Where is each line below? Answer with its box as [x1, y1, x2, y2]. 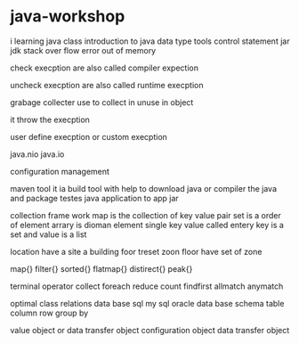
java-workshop [10, 6, 125, 27]
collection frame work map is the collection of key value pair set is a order [10, 209, 281, 220]
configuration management [10, 166, 110, 176]
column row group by [10, 307, 89, 318]
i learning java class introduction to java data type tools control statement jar [10, 36, 290, 46]
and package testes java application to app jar [10, 192, 179, 203]
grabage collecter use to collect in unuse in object [10, 96, 194, 108]
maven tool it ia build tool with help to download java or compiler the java [10, 183, 278, 193]
